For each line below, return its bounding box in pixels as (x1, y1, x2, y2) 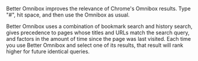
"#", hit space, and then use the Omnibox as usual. (6, 11, 130, 18)
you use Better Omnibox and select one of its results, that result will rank (6, 41, 184, 49)
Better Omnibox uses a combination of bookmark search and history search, (6, 23, 193, 30)
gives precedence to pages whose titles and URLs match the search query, (6, 29, 190, 36)
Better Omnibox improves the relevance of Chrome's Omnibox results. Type (6, 5, 191, 12)
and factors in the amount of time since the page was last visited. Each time (6, 36, 191, 42)
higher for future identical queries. (6, 48, 90, 55)
